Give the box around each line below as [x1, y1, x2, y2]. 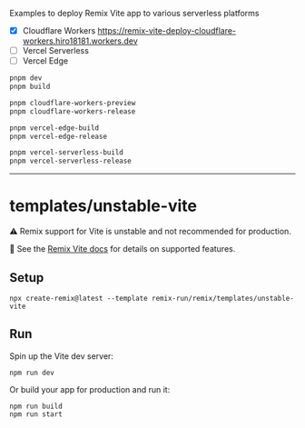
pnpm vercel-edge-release [9, 132, 107, 141]
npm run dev [9, 368, 54, 377]
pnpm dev [9, 74, 43, 83]
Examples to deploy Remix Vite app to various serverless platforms [9, 8, 260, 18]
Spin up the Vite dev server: [9, 350, 113, 362]
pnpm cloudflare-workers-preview [9, 98, 136, 107]
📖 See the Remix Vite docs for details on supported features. [9, 244, 236, 254]
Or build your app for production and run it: [9, 383, 171, 394]
